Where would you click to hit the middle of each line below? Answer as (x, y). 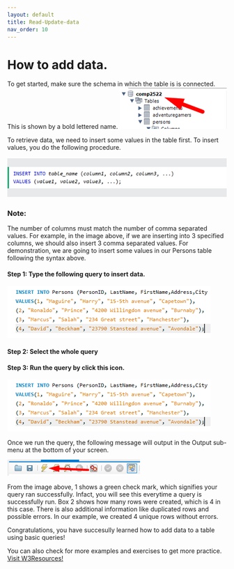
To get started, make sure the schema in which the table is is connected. (111, 84)
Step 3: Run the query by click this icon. (66, 367)
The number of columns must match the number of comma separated (107, 228)
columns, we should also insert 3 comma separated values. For (98, 243)
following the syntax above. (47, 258)
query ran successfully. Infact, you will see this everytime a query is (104, 494)
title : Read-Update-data (43, 22)
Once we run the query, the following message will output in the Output (109, 443)
